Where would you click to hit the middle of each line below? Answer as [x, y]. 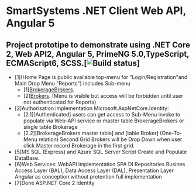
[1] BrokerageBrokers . [49, 90]
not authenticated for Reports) [60, 102]
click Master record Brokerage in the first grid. [79, 145]
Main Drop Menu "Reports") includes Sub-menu [72, 83]
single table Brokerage [50, 127]
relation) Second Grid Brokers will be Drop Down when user [110, 139]
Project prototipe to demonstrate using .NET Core [98, 45]
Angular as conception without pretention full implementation [88, 176]
